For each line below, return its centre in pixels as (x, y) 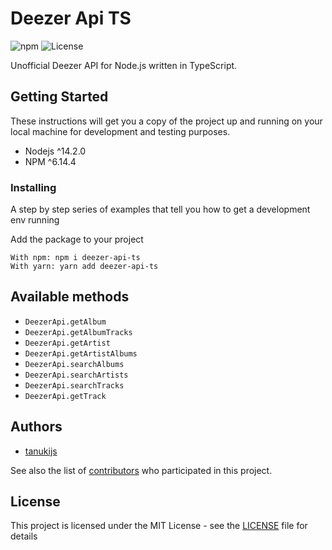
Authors (36, 427)
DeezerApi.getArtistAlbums (81, 353)
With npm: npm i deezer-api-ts (75, 258)
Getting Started (59, 97)
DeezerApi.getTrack (65, 396)
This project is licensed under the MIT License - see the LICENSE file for (159, 526)
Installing (33, 187)
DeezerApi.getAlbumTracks (78, 332)
